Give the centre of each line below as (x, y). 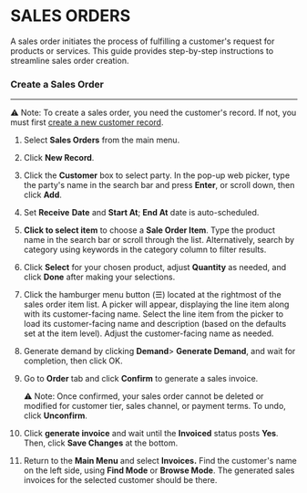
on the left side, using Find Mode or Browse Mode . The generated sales (159, 470)
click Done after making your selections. (99, 277)
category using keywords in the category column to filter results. (145, 250)
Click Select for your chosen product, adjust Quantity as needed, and (155, 267)
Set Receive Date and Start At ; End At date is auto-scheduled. (141, 213)
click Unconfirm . (55, 415)
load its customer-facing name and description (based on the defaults (155, 324)
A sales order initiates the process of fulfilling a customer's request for (143, 41)
